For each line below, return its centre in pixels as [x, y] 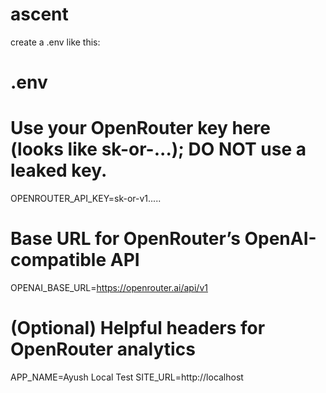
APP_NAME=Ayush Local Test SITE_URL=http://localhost [127, 377]
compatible [58, 260]
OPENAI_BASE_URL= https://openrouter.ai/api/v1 [109, 287]
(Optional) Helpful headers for [138, 328]
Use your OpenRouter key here [140, 128]
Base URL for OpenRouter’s [125, 239]
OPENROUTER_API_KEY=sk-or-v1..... [86, 199]
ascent [39, 14]
